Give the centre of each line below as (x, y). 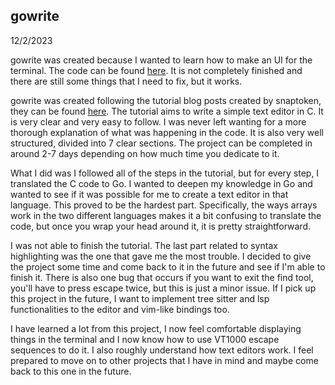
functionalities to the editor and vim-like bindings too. (120, 309)
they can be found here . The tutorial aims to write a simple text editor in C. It (167, 111)
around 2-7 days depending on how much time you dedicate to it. (145, 153)
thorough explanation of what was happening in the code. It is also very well (167, 132)
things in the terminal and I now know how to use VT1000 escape (145, 339)
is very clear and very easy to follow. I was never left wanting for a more (158, 121)
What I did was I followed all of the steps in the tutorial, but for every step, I (165, 173)
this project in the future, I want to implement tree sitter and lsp (140, 298)
